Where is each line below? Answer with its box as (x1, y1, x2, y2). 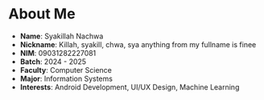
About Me (8, 5, 76, 23)
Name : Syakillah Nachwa (19, 31, 104, 41)
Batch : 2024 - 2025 (19, 57, 87, 66)
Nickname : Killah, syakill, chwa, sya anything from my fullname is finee (19, 39, 257, 49)
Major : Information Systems (19, 74, 113, 83)
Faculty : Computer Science (19, 65, 113, 74)
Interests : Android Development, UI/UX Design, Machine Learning (19, 82, 240, 92)
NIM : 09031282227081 (19, 48, 97, 58)
